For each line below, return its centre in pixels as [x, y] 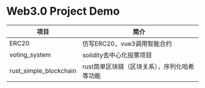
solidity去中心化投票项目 [117, 55]
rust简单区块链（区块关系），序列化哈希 [138, 67]
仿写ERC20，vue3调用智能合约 [127, 43]
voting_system [30, 54]
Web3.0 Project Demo [63, 11]
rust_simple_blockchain [43, 70]
